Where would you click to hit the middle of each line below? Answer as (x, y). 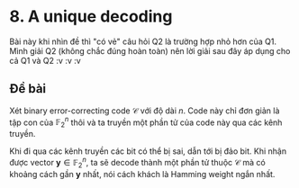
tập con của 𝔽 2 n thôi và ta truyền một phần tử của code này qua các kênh (146, 122)
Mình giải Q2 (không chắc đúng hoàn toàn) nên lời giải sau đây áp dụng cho (150, 50)
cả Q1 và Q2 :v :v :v (45, 60)
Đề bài (28, 89)
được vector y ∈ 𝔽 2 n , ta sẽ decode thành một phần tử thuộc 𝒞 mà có (137, 163)
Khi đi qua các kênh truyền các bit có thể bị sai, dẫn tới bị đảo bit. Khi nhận (148, 151)
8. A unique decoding (91, 17)
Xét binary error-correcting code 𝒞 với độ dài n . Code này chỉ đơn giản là (145, 111)
